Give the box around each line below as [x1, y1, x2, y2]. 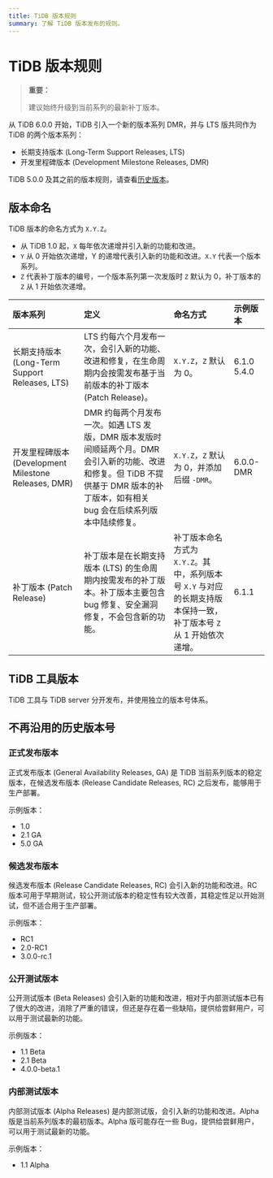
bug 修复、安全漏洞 [84, 599, 158, 610]
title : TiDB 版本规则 [8, 11, 77, 20]
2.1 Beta [19, 1055, 47, 1065]
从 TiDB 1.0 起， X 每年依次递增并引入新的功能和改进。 [19, 241, 201, 251]
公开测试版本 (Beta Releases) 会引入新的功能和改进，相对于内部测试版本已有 [8, 993, 265, 1003]
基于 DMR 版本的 [92, 480, 156, 492]
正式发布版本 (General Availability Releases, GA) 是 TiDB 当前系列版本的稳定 [8, 767, 262, 777]
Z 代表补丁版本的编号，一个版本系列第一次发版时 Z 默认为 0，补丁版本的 [19, 271, 262, 281]
